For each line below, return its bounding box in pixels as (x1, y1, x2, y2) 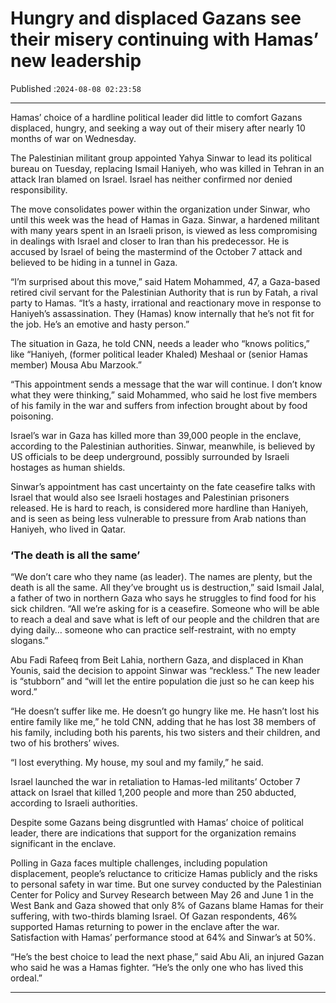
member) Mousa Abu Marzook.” (10, 358, 142, 371)
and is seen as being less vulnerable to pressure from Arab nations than (10, 512, 307, 524)
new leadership (10, 50, 142, 72)
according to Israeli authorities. (10, 797, 138, 809)
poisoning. (10, 410, 54, 422)
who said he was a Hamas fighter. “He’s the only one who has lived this (10, 962, 304, 974)
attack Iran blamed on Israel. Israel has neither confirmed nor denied (10, 173, 293, 185)
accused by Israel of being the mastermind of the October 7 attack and (10, 245, 303, 257)
